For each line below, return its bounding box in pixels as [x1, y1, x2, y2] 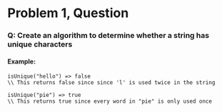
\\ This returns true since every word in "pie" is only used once [7, 98, 213, 105]
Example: [7, 57, 36, 66]
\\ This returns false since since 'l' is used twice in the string [7, 79, 216, 86]
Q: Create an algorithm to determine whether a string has [7, 31, 209, 41]
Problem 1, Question [7, 5, 129, 21]
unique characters [7, 39, 73, 49]
